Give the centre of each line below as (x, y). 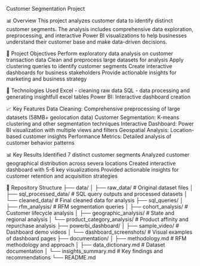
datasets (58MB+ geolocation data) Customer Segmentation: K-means (93, 117)
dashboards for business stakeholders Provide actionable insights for (91, 72)
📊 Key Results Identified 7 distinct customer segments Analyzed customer (98, 155)
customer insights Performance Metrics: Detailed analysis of (97, 136)
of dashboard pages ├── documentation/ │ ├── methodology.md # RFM (96, 238)
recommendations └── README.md (51, 257)
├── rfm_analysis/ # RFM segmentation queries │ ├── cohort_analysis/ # (97, 207)
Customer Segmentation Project (46, 9)
